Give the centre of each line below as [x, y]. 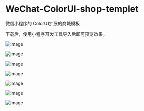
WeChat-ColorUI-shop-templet [72, 9]
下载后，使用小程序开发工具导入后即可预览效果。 [56, 34]
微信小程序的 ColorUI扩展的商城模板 [42, 23]
